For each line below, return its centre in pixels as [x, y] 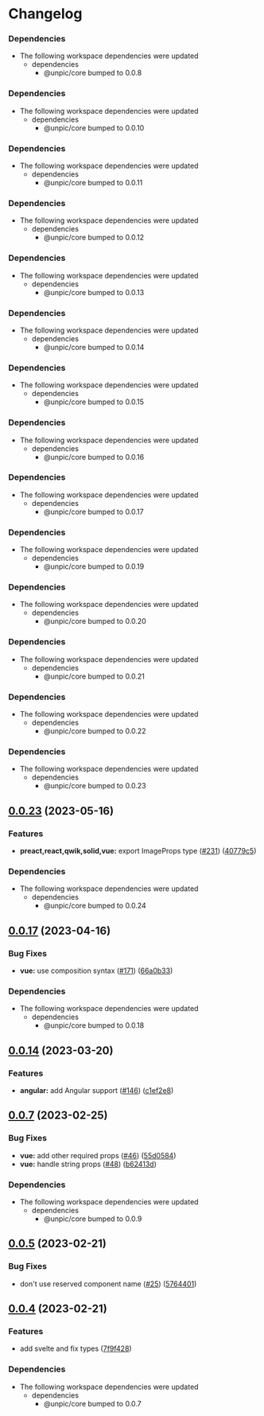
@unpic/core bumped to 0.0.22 [95, 731]
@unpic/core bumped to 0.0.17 [94, 512]
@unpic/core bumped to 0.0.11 [93, 183]
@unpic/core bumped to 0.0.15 [94, 402]
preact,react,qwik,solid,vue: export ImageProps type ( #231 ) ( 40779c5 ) [138, 851]
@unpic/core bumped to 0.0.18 [94, 1025]
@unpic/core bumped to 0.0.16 [94, 457]
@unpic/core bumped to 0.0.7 [92, 1403]
